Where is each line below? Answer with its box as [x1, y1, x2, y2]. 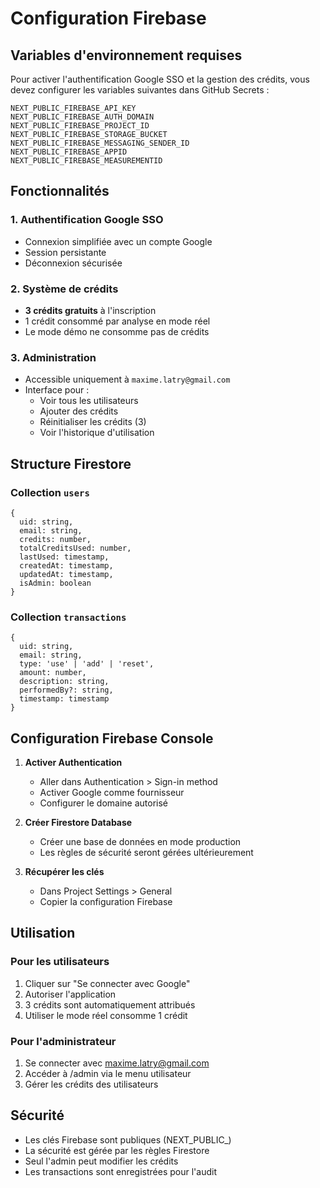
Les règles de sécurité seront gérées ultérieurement [39, 847, 254, 859]
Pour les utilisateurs [10, 955, 110, 969]
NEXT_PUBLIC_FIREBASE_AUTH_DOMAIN [10, 112, 155, 122]
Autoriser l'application [24, 988, 117, 1000]
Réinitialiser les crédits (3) [39, 416, 147, 428]
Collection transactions [10, 610, 127, 624]
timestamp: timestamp [19, 694, 110, 704]
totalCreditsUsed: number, [19, 543, 132, 553]
